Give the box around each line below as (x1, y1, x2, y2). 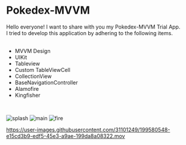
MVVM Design (14, 47, 51, 54)
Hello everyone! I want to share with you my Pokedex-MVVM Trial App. (6, 23, 181, 30)
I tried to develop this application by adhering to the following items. (6, 29, 173, 36)
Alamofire (14, 85, 39, 92)
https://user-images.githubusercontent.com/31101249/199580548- (6, 126, 170, 133)
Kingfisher (14, 92, 41, 99)
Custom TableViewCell (14, 66, 70, 73)
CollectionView (14, 72, 52, 80)
